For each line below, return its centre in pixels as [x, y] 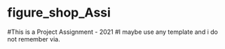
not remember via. [34, 39]
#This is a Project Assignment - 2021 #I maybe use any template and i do [113, 32]
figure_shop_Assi [59, 13]
